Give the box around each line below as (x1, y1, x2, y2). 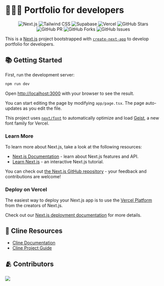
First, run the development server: (5, 71, 75, 77)
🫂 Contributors (5, 260, 54, 269)
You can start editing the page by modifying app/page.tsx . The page (5, 100, 145, 106)
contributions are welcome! (5, 173, 61, 179)
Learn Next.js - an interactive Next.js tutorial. (12, 158, 104, 164)
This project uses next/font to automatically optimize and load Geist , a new (5, 115, 160, 121)
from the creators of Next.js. (5, 203, 63, 209)
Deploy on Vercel (5, 186, 47, 193)
